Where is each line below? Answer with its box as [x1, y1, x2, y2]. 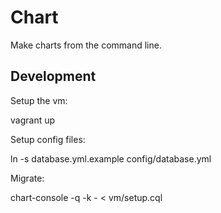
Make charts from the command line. [10, 39, 162, 51]
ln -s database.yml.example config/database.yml [10, 152, 212, 165]
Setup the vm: [10, 94, 68, 106]
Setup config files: [10, 133, 86, 145]
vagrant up [10, 114, 56, 126]
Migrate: [10, 172, 45, 184]
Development [10, 68, 97, 85]
